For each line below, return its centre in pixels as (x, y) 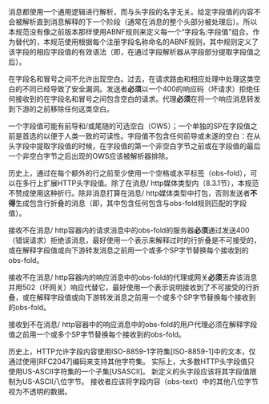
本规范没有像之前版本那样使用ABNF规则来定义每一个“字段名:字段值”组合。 (130, 32)
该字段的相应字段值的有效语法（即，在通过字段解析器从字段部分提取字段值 (131, 52)
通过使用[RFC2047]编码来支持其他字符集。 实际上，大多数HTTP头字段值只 (131, 362)
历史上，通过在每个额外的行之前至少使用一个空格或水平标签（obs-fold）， (129, 173)
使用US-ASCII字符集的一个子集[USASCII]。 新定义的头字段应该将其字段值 (129, 372)
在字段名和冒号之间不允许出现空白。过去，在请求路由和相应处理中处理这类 (131, 79)
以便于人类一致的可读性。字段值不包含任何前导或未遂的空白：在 (148, 136)
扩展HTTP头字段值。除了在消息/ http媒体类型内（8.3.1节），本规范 (151, 183)
